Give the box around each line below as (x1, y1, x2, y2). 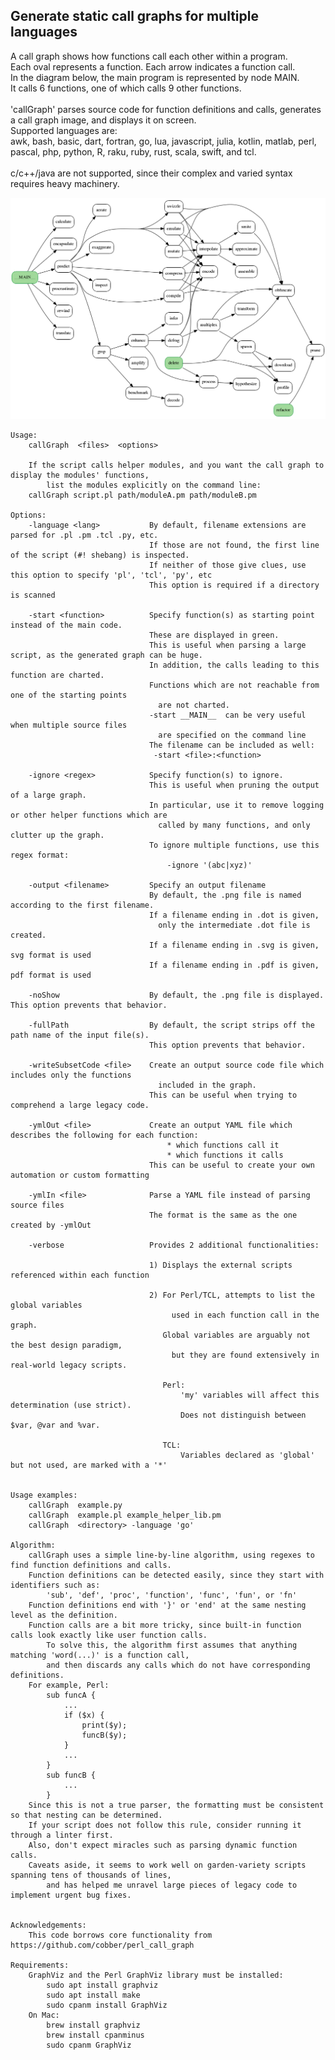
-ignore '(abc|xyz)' (166, 860, 253, 870)
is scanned (10, 590, 56, 600)
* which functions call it (166, 1140, 280, 1150)
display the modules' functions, (10, 470, 150, 480)
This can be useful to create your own (148, 1160, 315, 1170)
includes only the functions (10, 1070, 132, 1080)
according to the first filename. (10, 900, 155, 910)
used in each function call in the (171, 1310, 320, 1320)
